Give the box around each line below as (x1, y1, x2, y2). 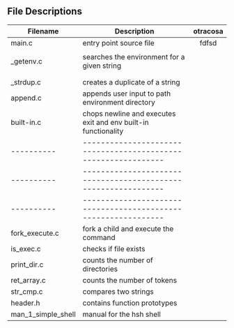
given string (82, 61, 122, 70)
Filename (27, 26, 59, 36)
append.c (10, 93, 42, 103)
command (82, 232, 116, 242)
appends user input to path (82, 89, 171, 98)
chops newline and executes (82, 108, 176, 118)
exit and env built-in (82, 117, 149, 127)
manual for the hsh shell (82, 309, 162, 319)
